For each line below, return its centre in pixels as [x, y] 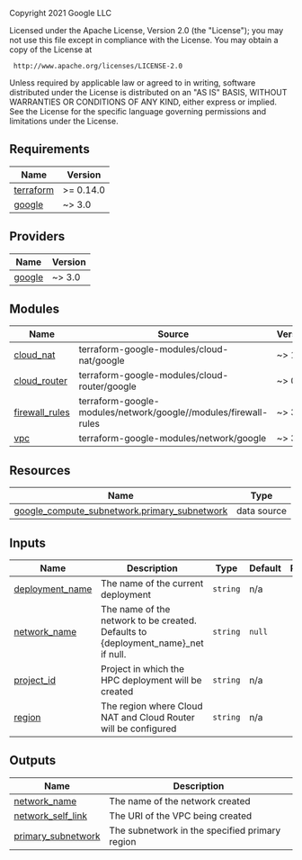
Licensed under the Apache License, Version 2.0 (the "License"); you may [147, 30]
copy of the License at [51, 50]
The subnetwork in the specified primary [195, 830]
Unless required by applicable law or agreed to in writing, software [133, 83]
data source [262, 511]
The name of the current [152, 584]
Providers [37, 236]
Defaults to [124, 632]
